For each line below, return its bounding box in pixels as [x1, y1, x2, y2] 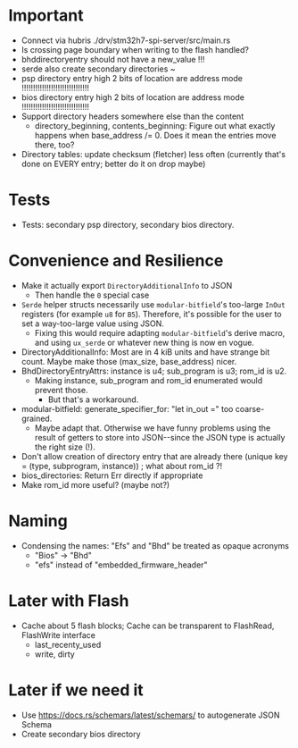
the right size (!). [34, 441, 95, 452]
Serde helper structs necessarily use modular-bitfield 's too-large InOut [21, 298, 286, 309]
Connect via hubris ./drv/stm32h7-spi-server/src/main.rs [21, 35, 231, 46]
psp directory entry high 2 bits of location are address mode [21, 72, 243, 83]
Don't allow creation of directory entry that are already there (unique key [21, 450, 288, 461]
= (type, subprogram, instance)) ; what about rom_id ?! [21, 460, 223, 471]
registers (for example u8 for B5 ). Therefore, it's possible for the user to [21, 308, 282, 319]
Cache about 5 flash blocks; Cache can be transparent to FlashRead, [21, 620, 275, 631]
